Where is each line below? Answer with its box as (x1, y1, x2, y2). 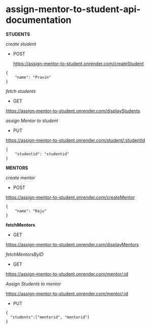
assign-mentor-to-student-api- (6, 4, 141, 15)
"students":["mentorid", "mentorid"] (10, 314, 90, 320)
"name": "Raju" (15, 208, 47, 213)
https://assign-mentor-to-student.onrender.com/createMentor (6, 194, 135, 200)
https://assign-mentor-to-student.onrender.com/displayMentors (6, 241, 139, 247)
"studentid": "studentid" (15, 151, 70, 157)
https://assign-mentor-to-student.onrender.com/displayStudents (6, 107, 140, 114)
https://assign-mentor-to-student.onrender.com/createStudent (13, 60, 144, 66)
